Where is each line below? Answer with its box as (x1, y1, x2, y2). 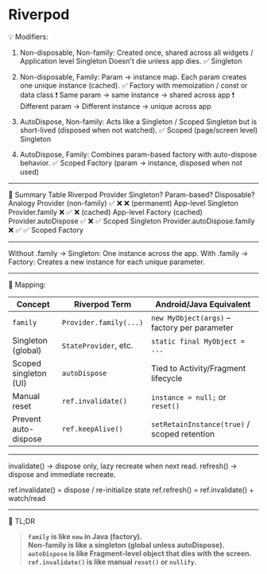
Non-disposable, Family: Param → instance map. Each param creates (19, 72, 247, 81)
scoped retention (150, 428, 215, 439)
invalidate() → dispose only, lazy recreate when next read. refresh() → (8, 461, 238, 471)
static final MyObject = (150, 336, 245, 346)
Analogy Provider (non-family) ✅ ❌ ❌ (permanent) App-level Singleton (8, 198, 238, 207)
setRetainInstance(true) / (150, 418, 250, 429)
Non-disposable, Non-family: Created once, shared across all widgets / (19, 48, 253, 57)
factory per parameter (150, 322, 234, 333)
